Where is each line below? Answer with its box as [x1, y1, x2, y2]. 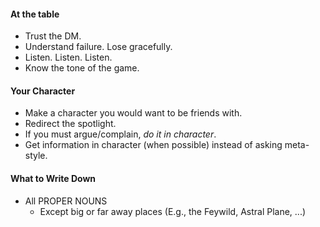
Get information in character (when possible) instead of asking [24, 139, 283, 151]
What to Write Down [10, 173, 97, 184]
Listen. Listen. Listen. [24, 51, 113, 64]
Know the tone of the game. [24, 62, 140, 74]
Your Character [10, 85, 76, 97]
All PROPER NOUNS [24, 195, 108, 207]
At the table [10, 8, 60, 20]
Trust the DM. [24, 30, 82, 42]
